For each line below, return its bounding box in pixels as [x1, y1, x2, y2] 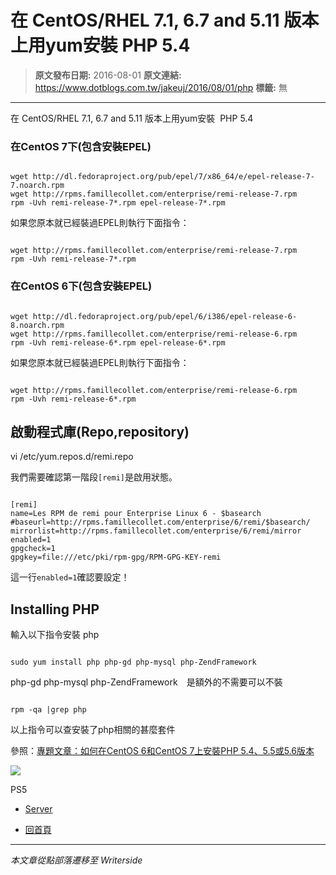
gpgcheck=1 [10, 544, 56, 554]
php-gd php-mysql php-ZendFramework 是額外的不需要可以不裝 [10, 676, 283, 688]
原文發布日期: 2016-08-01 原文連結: [34, 69, 182, 81]
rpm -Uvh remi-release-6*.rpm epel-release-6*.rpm [10, 337, 226, 348]
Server [24, 803, 53, 815]
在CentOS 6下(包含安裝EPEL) [10, 279, 153, 293]
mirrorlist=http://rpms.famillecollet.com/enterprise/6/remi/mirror [10, 526, 302, 536]
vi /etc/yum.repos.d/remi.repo [10, 451, 134, 463]
